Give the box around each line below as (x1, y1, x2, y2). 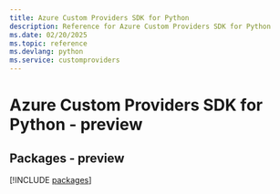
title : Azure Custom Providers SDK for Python (9, 13, 190, 23)
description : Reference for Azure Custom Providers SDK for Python (9, 22, 272, 31)
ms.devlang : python (9, 47, 84, 56)
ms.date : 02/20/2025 (9, 30, 88, 39)
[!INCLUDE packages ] (9, 175, 92, 185)
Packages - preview (9, 150, 125, 166)
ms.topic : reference (9, 38, 88, 48)
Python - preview (9, 115, 143, 135)
